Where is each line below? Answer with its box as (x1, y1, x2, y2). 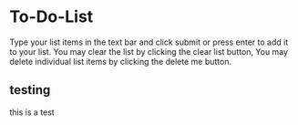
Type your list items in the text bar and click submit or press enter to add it (9, 36, 289, 47)
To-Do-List (9, 6, 94, 27)
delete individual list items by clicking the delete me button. (9, 56, 232, 67)
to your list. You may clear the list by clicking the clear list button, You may (9, 46, 289, 57)
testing (9, 82, 51, 98)
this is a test (9, 107, 55, 118)
